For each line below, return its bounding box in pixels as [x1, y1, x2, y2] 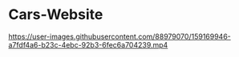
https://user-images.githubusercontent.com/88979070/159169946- [8, 32, 231, 41]
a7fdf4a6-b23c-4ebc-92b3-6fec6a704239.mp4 [8, 40, 168, 49]
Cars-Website [8, 6, 103, 24]
